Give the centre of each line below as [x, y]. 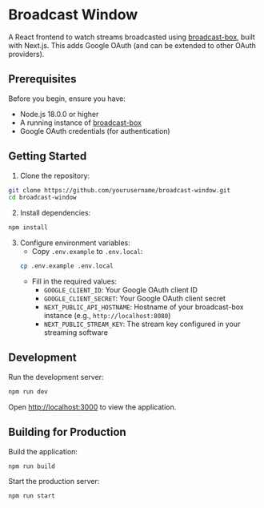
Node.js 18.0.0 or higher [59, 114]
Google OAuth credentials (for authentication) [95, 131]
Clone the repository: [55, 175]
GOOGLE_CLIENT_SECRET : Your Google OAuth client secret [135, 299]
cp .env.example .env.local [66, 266]
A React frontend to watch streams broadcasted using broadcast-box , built [132, 37]
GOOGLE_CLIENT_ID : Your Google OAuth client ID [121, 290]
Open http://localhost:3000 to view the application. [92, 407]
